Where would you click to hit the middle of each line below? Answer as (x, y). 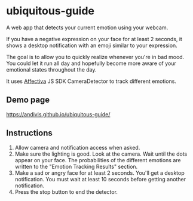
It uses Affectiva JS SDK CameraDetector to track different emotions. (91, 81)
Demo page (28, 100)
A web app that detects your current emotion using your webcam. (87, 27)
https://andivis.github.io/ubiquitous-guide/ (58, 114)
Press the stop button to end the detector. (66, 191)
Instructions (29, 133)
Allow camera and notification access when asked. (77, 147)
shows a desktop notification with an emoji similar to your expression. (92, 45)
